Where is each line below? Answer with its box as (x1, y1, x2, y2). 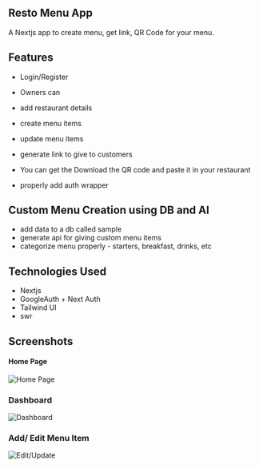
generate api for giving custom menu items (19, 233, 162, 243)
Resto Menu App (8, 6, 94, 20)
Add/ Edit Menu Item (8, 433, 90, 444)
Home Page (8, 357, 48, 367)
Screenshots (8, 335, 74, 348)
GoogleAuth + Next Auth (19, 295, 102, 304)
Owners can (19, 87, 61, 97)
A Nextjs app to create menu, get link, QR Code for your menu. (8, 27, 214, 37)
